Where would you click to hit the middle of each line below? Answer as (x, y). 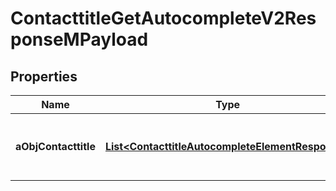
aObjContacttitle (55, 146)
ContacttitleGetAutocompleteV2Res (163, 18)
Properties (44, 76)
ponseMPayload (79, 39)
